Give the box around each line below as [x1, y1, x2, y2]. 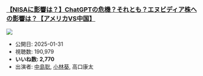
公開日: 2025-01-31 [15, 40, 64, 48]
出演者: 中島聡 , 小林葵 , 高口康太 [15, 63, 94, 71]
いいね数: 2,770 [15, 55, 55, 63]
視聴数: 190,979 [15, 48, 55, 55]
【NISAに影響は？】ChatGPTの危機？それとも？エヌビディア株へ [6, 5, 197, 13]
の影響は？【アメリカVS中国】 [6, 14, 96, 22]
